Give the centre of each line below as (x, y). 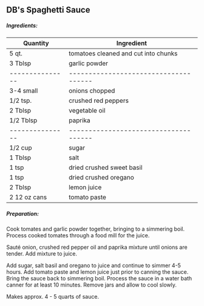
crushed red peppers (99, 101)
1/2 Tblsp (23, 120)
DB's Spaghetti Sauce (48, 10)
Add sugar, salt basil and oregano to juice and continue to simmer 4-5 (93, 266)
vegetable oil (87, 111)
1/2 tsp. (21, 101)
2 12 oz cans (28, 197)
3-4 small (24, 91)
